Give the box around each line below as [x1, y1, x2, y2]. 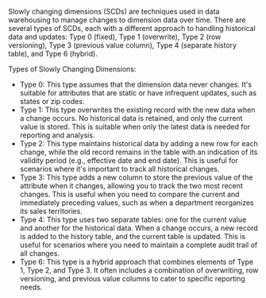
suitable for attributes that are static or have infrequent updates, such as [19, 88, 256, 98]
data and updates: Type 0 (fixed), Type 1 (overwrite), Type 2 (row [8, 32, 222, 41]
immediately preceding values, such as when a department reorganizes [19, 198, 254, 207]
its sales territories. [19, 207, 83, 215]
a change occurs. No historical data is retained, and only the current [19, 114, 243, 122]
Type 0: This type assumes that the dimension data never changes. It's [19, 79, 253, 89]
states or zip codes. [19, 97, 85, 106]
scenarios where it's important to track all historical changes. [19, 164, 220, 173]
